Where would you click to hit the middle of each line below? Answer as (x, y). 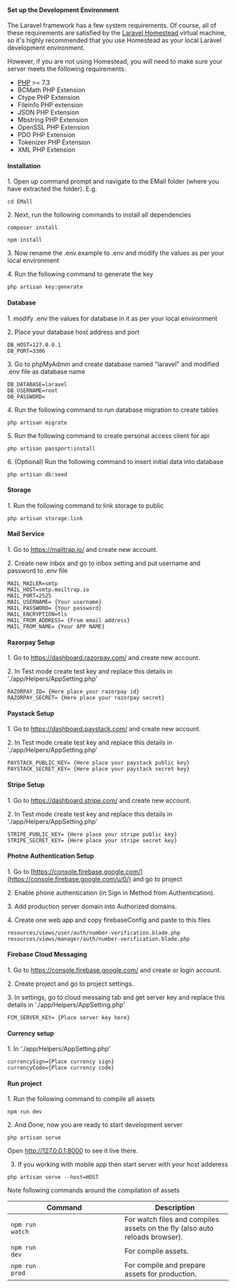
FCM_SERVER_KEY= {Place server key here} (69, 1018)
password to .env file (38, 571)
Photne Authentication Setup (51, 856)
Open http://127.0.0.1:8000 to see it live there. (73, 1151)
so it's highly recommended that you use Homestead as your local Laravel (114, 40)
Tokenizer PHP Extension (54, 142)
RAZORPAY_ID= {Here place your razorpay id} (73, 692)
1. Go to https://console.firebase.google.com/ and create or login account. (114, 970)
